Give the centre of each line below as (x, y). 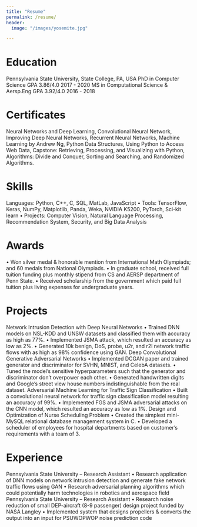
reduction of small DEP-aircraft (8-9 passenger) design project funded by (95, 505)
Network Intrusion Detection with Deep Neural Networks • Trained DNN (93, 327)
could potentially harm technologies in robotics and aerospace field (88, 493)
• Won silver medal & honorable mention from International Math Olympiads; (98, 262)
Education (31, 62)
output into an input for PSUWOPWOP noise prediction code (79, 518)
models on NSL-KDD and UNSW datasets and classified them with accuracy (98, 333)
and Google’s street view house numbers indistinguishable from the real (93, 384)
